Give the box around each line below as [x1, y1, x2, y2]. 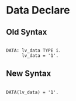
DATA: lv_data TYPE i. [6, 48, 61, 53]
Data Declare [6, 4, 70, 17]
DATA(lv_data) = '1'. [6, 89, 59, 95]
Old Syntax [6, 27, 47, 37]
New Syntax [6, 69, 51, 79]
